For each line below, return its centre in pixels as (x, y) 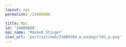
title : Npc (16, 23)
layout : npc (17, 10)
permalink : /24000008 (28, 14)
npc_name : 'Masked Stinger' (34, 33)
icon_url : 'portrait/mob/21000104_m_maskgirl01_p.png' (63, 37)
